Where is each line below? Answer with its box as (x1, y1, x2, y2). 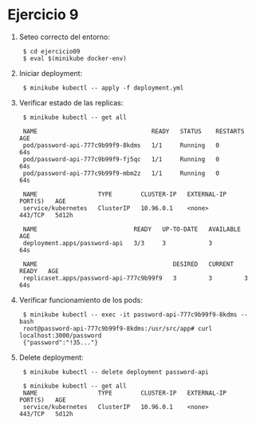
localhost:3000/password (18, 332, 102, 340)
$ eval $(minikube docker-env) (22, 54, 127, 62)
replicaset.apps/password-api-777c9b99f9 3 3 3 (22, 274, 248, 282)
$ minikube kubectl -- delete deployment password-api (22, 367, 209, 376)
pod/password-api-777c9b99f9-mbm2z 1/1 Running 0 (22, 169, 220, 177)
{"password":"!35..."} (22, 338, 99, 347)
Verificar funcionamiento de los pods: (18, 295, 143, 304)
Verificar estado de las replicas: (18, 97, 124, 107)
